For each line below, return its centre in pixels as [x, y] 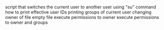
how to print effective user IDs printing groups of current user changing [78, 12]
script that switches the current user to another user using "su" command [81, 7]
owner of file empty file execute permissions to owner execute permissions [82, 17]
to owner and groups [27, 22]
